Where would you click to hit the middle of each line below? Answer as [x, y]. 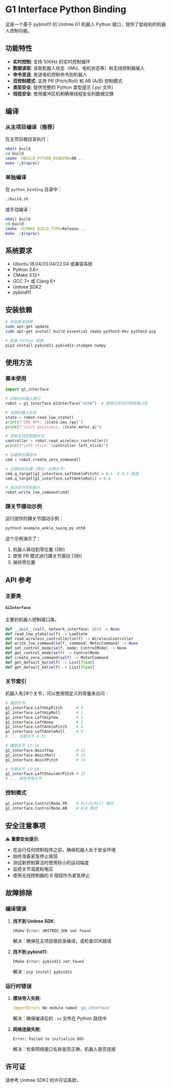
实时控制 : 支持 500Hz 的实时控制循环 [51, 61]
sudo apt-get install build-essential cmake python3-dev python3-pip [81, 331]
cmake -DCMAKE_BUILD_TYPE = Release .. [45, 229]
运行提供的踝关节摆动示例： [34, 518]
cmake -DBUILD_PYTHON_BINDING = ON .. [44, 159]
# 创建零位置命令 [21, 455]
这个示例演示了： [23, 539]
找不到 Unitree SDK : [34, 921]
